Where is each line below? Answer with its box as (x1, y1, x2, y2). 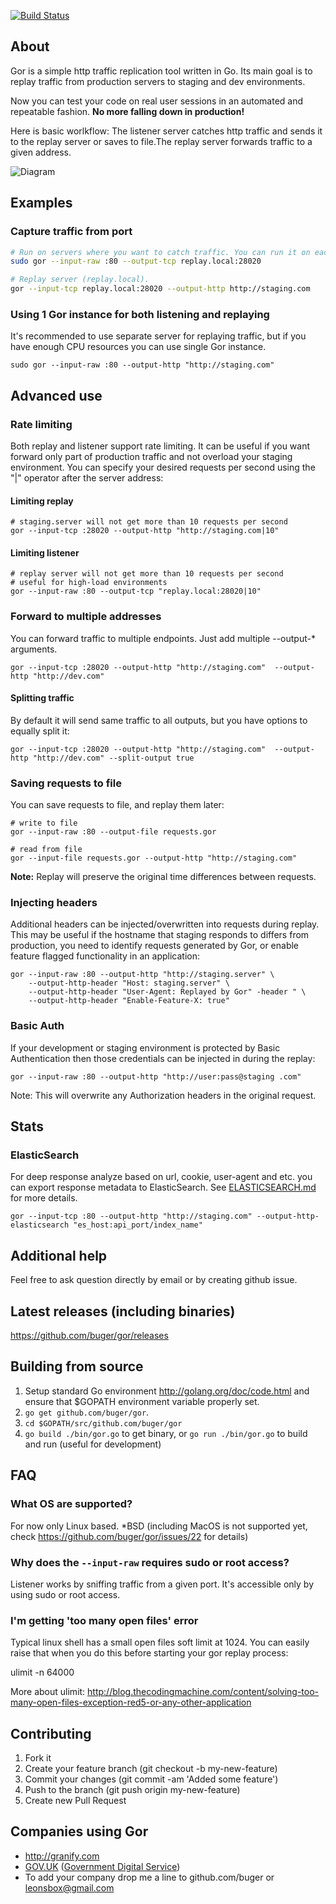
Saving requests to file (10, 776, 122, 790)
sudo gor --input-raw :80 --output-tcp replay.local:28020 (10, 256, 262, 267)
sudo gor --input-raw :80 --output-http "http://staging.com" (10, 360, 275, 370)
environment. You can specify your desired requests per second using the (10, 461, 316, 473)
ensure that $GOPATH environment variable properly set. (24, 1395, 260, 1407)
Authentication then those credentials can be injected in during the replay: (10, 1052, 316, 1064)
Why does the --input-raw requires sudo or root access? (10, 1555, 290, 1569)
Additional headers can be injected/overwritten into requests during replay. (10, 918, 320, 930)
